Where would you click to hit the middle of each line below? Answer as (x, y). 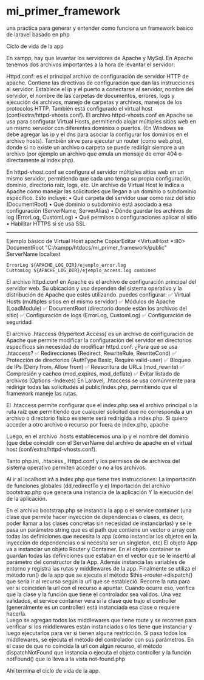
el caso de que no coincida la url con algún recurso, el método (84, 646)
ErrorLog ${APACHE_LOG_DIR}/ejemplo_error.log (66, 265)
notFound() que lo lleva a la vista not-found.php (66, 659)
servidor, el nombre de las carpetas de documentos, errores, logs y (90, 95)
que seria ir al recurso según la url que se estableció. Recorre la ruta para (98, 581)
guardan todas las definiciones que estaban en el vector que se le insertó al (101, 555)
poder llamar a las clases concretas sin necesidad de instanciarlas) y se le (99, 523)
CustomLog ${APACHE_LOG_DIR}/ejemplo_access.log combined (81, 270)
